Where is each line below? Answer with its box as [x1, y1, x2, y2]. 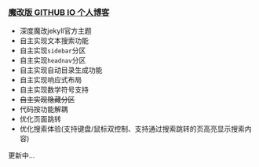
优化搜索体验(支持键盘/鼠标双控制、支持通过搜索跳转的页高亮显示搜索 [19, 124, 245, 134]
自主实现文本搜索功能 [19, 36, 89, 45]
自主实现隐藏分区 [19, 95, 75, 104]
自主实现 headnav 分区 [19, 56, 86, 65]
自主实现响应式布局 [19, 75, 82, 85]
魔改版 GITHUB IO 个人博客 [8, 6, 110, 17]
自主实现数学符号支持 [19, 85, 89, 95]
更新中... [8, 151, 35, 160]
